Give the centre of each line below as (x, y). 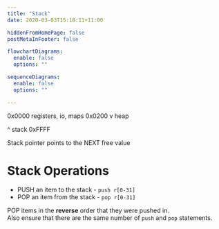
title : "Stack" (29, 14)
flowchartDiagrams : (35, 52)
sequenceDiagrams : (34, 77)
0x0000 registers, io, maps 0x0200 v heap (68, 116)
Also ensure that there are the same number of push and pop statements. (110, 218)
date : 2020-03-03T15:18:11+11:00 (55, 20)
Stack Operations (58, 170)
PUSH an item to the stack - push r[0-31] (76, 190)
